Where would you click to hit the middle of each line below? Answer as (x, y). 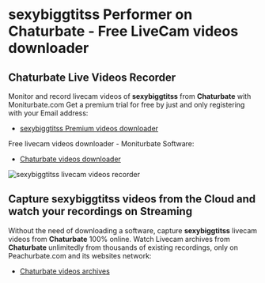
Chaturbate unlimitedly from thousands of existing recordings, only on (123, 247)
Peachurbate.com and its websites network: (80, 255)
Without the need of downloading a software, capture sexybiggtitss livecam (133, 230)
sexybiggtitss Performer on (100, 15)
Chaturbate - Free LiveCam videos (123, 31)
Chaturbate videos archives (65, 271)
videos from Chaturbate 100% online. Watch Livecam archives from (119, 239)
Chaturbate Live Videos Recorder (92, 77)
